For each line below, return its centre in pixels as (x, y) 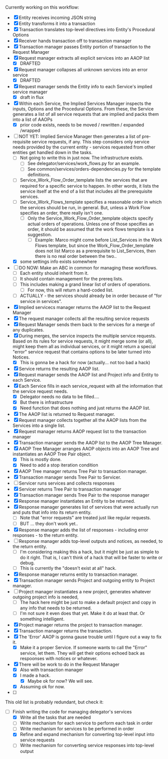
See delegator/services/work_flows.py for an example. (84, 164)
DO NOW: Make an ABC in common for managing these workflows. (88, 267)
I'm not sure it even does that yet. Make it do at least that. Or (82, 613)
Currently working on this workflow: (42, 7)
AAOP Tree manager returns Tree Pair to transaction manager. (83, 472)
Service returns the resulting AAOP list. (59, 369)
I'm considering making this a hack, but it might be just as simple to (90, 552)
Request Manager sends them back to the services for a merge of (87, 325)
